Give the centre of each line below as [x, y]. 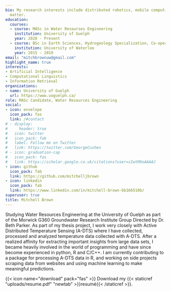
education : [17, 19]
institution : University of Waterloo [54, 48]
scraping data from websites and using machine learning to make [74, 263]
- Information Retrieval [32, 81]
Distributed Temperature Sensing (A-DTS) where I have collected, [74, 231]
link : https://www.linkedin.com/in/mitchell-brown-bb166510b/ [77, 190]
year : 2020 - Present [37, 39]
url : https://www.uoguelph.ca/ [43, 95]
